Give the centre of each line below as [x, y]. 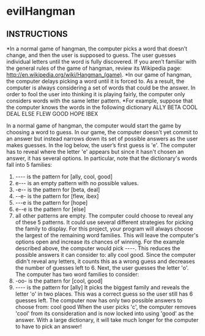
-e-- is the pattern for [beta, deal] [58, 189]
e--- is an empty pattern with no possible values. [77, 183]
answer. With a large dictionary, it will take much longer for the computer [107, 320]
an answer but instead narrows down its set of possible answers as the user [102, 139]
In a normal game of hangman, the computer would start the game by [94, 126]
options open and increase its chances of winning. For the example [100, 242]
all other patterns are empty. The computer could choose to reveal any [104, 216]
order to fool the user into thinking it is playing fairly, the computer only [96, 94]
